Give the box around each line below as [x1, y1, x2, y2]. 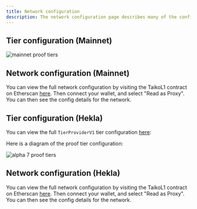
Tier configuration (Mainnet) [6, 36, 113, 46]
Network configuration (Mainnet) [6, 68, 130, 78]
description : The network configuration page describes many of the [6, 14, 177, 20]
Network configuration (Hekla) [6, 168, 120, 179]
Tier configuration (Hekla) [6, 113, 103, 123]
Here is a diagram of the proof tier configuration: [6, 140, 124, 147]
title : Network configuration [6, 8, 80, 15]
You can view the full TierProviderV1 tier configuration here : [6, 128, 151, 135]
